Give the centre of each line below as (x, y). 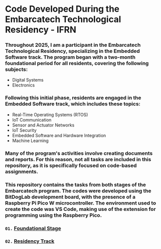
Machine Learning (30, 141)
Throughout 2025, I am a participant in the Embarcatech (73, 45)
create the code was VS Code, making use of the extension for (80, 209)
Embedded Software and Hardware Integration (59, 135)
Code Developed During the (62, 9)
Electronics (23, 85)
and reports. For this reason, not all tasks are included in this (78, 159)
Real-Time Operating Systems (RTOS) (50, 114)
